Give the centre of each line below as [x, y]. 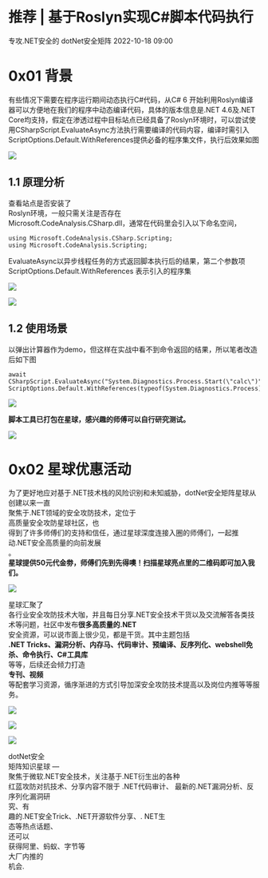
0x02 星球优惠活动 [70, 469]
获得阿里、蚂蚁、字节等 [47, 846]
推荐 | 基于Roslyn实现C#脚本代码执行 [131, 17]
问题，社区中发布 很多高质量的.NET [79, 625]
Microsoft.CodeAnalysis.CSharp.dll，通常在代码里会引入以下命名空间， [125, 223]
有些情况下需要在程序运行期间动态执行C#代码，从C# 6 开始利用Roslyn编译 [131, 99]
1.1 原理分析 [37, 183]
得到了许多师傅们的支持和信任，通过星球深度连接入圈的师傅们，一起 [120, 533]
